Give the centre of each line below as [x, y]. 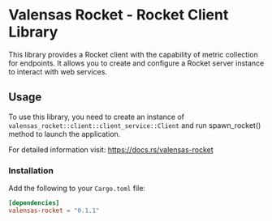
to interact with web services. [58, 71]
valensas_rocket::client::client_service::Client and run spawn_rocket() [135, 125]
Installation [31, 170]
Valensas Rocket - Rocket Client [119, 15]
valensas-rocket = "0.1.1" [54, 210]
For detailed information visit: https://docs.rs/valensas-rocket [111, 149]
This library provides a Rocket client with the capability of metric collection [133, 54]
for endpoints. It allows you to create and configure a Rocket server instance [136, 63]
